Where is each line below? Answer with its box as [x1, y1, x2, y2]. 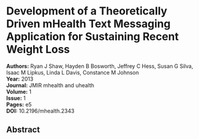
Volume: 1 [6, 88, 32, 95]
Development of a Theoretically [6, 4, 168, 18]
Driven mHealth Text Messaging [6, 17, 171, 31]
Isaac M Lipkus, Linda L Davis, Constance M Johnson [6, 69, 139, 76]
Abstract [6, 125, 40, 135]
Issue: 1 [6, 94, 26, 102]
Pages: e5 [6, 100, 32, 108]
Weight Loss [6, 43, 71, 57]
